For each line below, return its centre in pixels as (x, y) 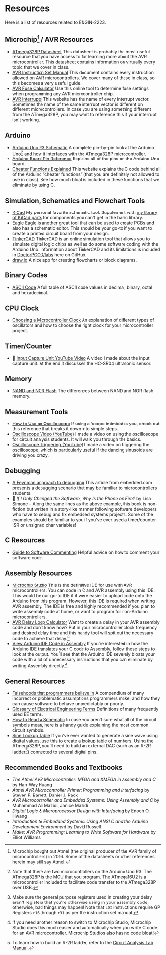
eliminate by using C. (34, 185)
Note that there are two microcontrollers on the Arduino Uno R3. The (82, 872)
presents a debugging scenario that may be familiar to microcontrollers (84, 488)
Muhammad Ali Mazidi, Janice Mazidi (50, 806)
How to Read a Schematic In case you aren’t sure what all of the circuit (84, 719)
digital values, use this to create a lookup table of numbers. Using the (83, 741)
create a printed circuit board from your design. (61, 234)
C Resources (25, 540)
